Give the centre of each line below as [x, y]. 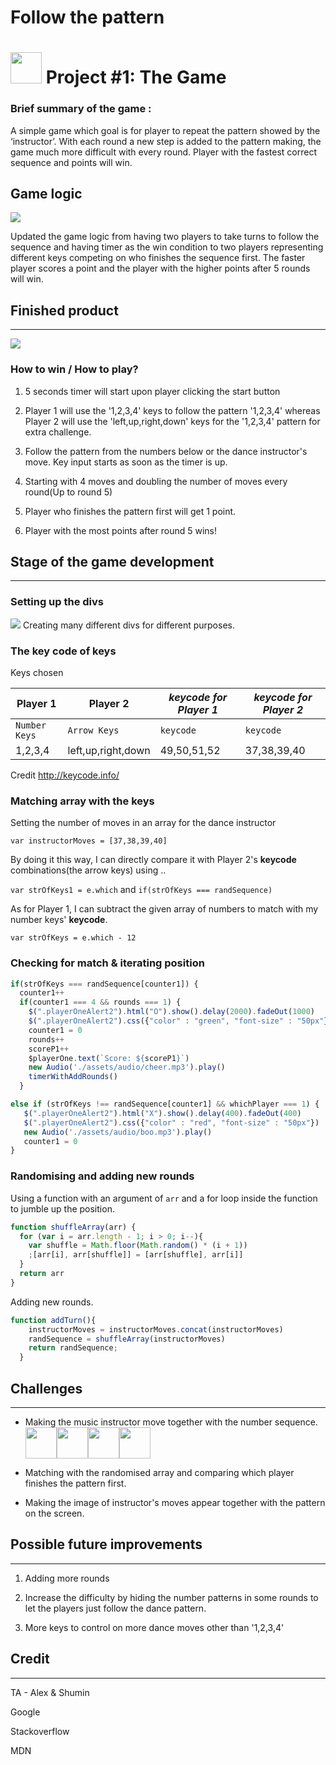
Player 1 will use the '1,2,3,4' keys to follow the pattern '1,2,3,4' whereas [172, 410]
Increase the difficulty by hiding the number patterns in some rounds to [171, 1597]
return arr [42, 1274]
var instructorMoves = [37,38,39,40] [89, 841]
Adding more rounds [67, 1578]
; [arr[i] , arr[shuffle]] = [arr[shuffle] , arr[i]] [136, 1255]
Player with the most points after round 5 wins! [120, 530]
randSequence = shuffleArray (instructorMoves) [127, 1339]
